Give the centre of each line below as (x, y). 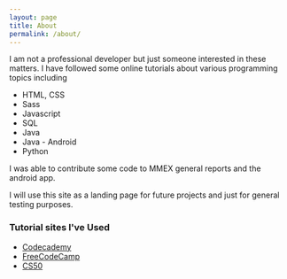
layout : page (33, 17)
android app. (32, 178)
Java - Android (49, 142)
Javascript (41, 114)
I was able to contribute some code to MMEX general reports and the (135, 168)
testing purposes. (41, 205)
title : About (33, 26)
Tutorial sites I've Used (60, 228)
